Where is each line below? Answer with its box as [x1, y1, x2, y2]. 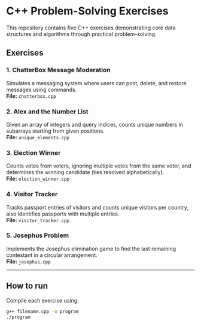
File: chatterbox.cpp [6, 92, 56, 100]
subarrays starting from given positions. [6, 127, 105, 134]
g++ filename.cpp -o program [6, 308, 79, 315]
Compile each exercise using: [6, 297, 79, 304]
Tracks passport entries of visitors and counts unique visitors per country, [6, 204, 188, 211]
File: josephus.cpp [6, 258, 51, 265]
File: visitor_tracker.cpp [6, 216, 70, 223]
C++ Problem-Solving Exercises [6, 4, 169, 18]
